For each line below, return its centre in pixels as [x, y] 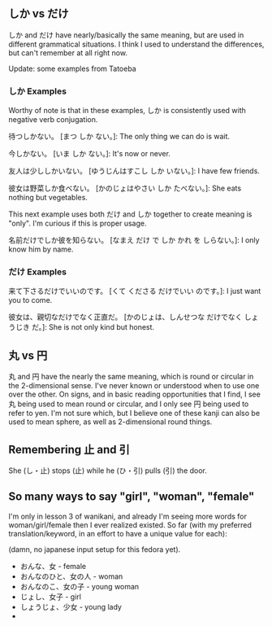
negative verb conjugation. [53, 120]
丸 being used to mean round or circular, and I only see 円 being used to [129, 404]
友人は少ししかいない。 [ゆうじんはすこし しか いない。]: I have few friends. [134, 171]
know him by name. [41, 249]
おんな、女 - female [53, 566]
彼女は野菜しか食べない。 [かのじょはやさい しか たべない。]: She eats [125, 188]
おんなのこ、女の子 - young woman [80, 586]
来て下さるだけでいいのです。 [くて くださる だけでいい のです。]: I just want [135, 291]
